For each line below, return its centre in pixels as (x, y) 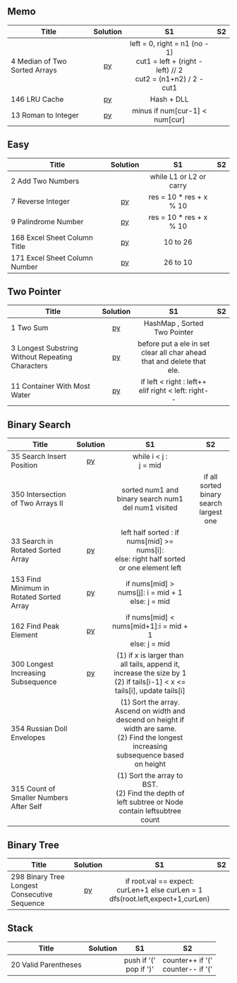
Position (24, 465)
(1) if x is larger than (150, 656)
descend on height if (150, 720)
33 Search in (32, 542)
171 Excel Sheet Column (52, 257)
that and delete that (174, 361)
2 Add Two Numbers (45, 181)
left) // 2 (170, 70)
